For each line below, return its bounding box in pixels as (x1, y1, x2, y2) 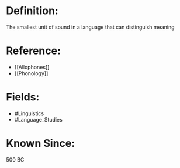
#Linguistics (14, 110, 44, 117)
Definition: (6, 4, 58, 18)
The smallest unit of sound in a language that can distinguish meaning (6, 23, 175, 31)
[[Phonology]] (14, 69, 49, 77)
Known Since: (6, 137, 75, 150)
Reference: (6, 44, 61, 58)
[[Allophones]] (14, 63, 50, 70)
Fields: (6, 90, 40, 104)
